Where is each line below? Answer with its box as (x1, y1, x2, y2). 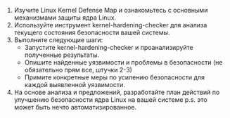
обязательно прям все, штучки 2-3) (24, 66, 132, 74)
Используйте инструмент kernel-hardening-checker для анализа (13, 21, 207, 29)
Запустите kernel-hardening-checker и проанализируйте (24, 44, 193, 51)
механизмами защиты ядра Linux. (13, 13, 117, 22)
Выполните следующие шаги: (13, 36, 103, 44)
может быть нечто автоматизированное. (13, 103, 137, 111)
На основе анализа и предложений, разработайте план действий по (13, 88, 220, 96)
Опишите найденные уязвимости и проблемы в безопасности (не (24, 58, 223, 66)
